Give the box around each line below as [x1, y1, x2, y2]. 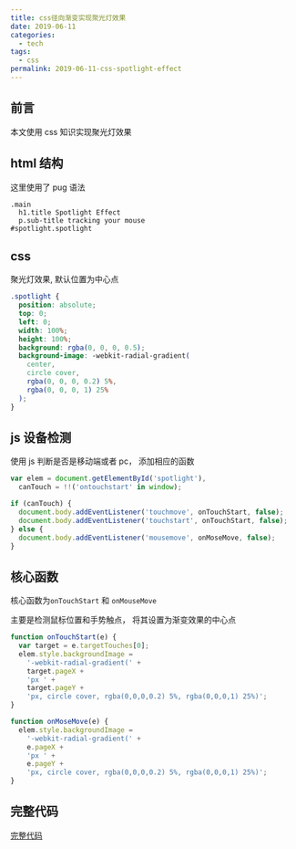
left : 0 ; [18, 317, 52, 327]
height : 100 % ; [18, 334, 72, 343]
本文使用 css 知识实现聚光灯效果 [10, 126, 132, 137]
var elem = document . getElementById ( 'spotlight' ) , [10, 474, 207, 484]
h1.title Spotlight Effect [18, 207, 121, 217]
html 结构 [10, 156, 64, 172]
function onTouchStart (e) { [10, 633, 117, 642]
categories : [10, 30, 56, 39]
